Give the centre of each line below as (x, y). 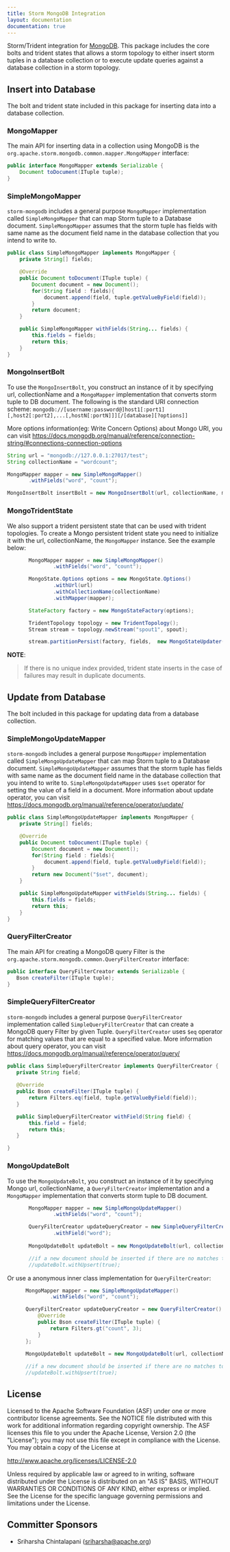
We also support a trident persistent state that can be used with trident (107, 526)
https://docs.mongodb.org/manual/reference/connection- (113, 435)
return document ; (56, 310)
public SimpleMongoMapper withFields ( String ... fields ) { (104, 329)
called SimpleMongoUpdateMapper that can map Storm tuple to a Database (108, 761)
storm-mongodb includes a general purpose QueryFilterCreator (95, 1017)
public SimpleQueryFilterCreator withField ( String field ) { (104, 1117)
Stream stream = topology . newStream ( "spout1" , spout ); (108, 630)
